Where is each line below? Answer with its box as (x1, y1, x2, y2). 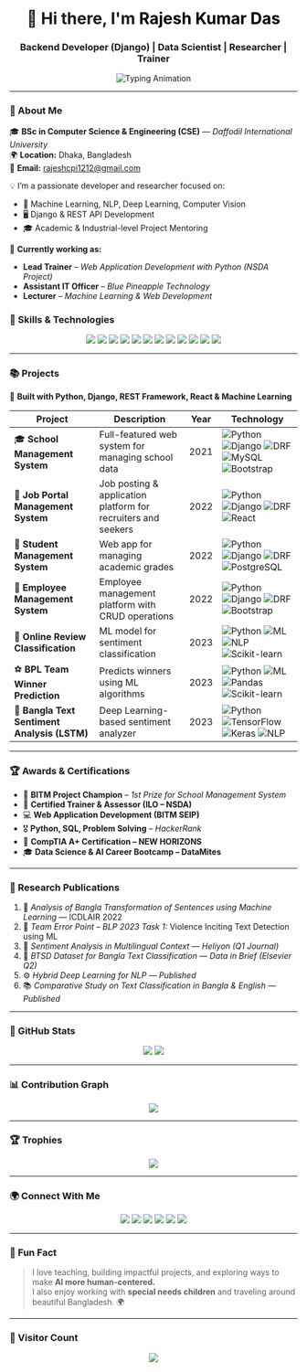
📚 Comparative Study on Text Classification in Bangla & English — (22, 980, 277, 991)
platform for (99, 500, 151, 513)
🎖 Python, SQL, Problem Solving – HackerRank (22, 823, 203, 834)
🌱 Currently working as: (9, 243, 102, 254)
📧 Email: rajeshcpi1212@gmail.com (9, 162, 142, 173)
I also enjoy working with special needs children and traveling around (31, 1286, 296, 1297)
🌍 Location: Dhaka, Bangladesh (9, 149, 132, 160)
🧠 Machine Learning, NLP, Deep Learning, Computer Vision (22, 198, 247, 209)
